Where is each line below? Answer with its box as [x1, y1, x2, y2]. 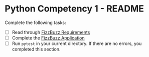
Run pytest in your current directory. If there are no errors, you [12, 40, 142, 46]
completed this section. [12, 46, 61, 52]
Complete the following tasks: [5, 19, 66, 25]
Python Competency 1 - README [5, 3, 144, 14]
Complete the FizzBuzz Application [12, 35, 85, 40]
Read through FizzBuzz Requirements [12, 29, 90, 35]
